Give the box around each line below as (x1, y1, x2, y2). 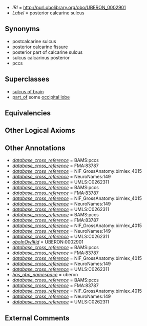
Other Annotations (5, 144, 66, 152)
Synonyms (5, 25, 40, 33)
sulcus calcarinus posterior (12, 54, 70, 60)
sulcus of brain (12, 88, 44, 94)
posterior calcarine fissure (12, 44, 68, 50)
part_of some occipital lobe (12, 94, 70, 100)
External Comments (5, 314, 70, 322)
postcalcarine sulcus (12, 38, 56, 44)
